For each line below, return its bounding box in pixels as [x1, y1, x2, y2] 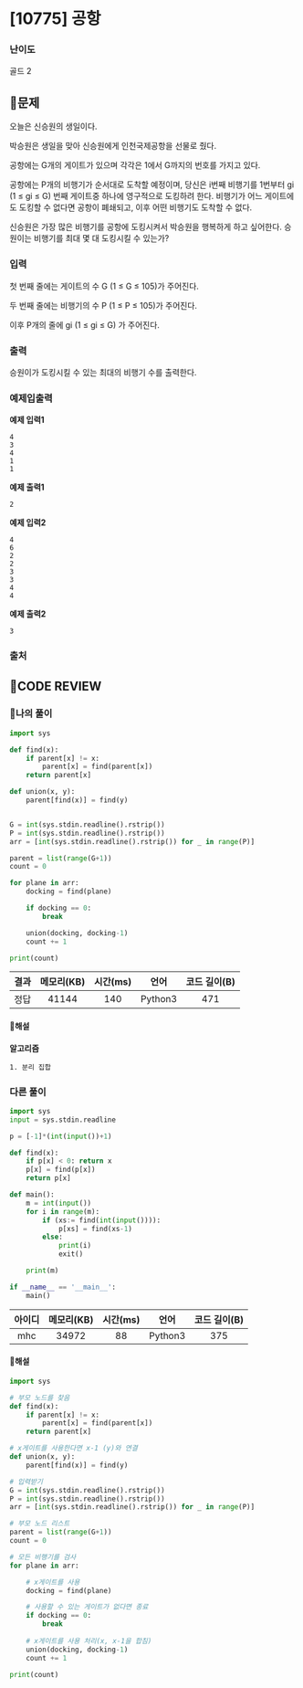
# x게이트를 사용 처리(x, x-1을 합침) [26, 1636, 152, 1645]
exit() [57, 1250, 84, 1259]
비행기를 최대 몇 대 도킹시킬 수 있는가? [33, 233, 170, 244]
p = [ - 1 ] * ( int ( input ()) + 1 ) [9, 1132, 112, 1141]
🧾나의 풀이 [9, 707, 53, 720]
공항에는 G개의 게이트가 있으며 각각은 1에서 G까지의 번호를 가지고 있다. [9, 160, 261, 171]
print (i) [57, 1241, 92, 1250]
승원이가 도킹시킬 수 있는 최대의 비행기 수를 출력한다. [9, 366, 197, 377]
